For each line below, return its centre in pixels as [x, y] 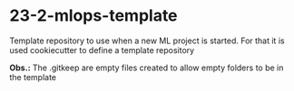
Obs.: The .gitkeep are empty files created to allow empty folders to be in [147, 68]
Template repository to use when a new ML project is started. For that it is [147, 41]
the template [33, 77]
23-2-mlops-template [94, 16]
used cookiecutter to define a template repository [102, 50]
